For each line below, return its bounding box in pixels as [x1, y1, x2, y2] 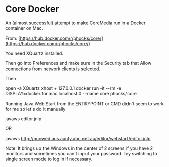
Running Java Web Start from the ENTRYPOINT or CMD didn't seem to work [5, 100, 164, 107]
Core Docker [5, 3, 59, 15]
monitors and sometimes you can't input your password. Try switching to [5, 150, 158, 156]
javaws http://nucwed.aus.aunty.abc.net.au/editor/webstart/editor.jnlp [5, 135, 151, 141]
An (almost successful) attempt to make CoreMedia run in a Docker [5, 20, 146, 26]
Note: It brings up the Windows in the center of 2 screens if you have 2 [5, 145, 153, 151]
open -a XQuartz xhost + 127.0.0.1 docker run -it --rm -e [5, 85, 121, 91]
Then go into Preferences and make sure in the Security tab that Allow [5, 60, 152, 66]
